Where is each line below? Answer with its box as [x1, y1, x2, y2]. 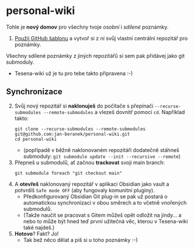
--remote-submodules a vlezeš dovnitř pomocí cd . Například [43, 108, 185, 115]
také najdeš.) [23, 224, 55, 231]
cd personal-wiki [14, 136, 57, 142]
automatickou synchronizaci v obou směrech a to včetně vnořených [23, 199, 187, 206]
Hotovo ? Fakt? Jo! [14, 230, 59, 237]
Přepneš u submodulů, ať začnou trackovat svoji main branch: [14, 159, 165, 166]
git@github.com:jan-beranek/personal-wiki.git [14, 131, 130, 137]
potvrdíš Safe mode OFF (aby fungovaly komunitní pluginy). [14, 186, 155, 193]
